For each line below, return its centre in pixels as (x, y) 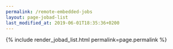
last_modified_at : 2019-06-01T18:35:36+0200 (63, 23)
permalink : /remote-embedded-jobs (49, 12)
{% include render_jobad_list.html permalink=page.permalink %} (86, 40)
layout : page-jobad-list (37, 17)
